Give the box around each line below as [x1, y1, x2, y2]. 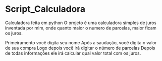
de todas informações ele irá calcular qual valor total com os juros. [5, 50, 141, 56]
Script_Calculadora [5, 3, 86, 15]
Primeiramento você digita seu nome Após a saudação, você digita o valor [5, 39, 157, 45]
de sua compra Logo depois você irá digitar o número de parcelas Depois [5, 45, 155, 51]
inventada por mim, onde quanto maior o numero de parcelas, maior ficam [5, 25, 157, 30]
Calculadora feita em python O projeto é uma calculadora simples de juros [5, 20, 157, 26]
